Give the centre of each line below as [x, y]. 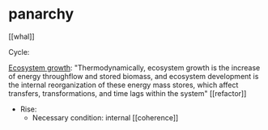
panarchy [41, 14]
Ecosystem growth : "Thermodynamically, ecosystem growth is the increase [134, 67]
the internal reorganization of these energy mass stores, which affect [123, 85]
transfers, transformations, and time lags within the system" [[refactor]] [128, 93]
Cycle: [19, 52]
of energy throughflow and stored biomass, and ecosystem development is [134, 76]
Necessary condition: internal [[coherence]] [105, 117]
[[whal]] [21, 36]
